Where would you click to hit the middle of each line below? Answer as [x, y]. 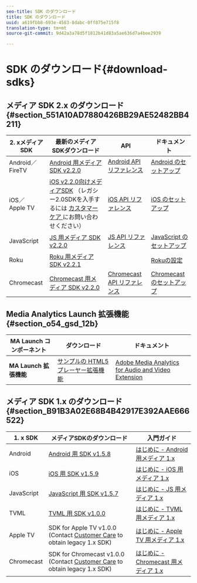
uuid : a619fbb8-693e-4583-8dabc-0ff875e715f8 [62, 22]
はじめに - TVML [159, 509]
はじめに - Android [162, 449]
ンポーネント [29, 350]
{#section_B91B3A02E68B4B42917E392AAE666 [98, 411]
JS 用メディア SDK [75, 237]
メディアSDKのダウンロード [89, 438]
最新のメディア [76, 142]
